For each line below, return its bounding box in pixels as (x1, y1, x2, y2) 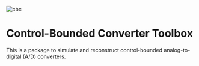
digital (6, 53, 22, 60)
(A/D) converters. (22, 53, 66, 60)
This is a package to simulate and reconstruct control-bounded (6, 46, 163, 53)
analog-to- (164, 46, 191, 53)
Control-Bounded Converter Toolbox (6, 27, 194, 40)
